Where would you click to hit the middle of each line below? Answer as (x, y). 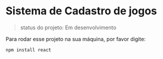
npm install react (28, 50)
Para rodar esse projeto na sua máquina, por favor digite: (76, 39)
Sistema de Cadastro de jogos (81, 11)
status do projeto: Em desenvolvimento (68, 27)
